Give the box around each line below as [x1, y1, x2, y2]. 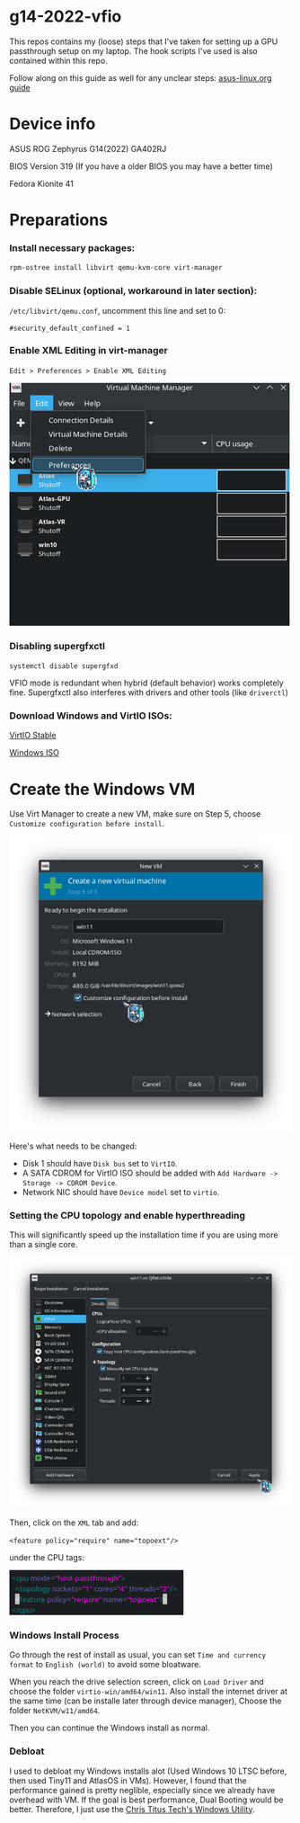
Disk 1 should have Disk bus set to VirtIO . [22, 1157, 178, 1168]
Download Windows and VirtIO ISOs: [9, 710, 172, 722]
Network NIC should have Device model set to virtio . [22, 1186, 220, 1197]
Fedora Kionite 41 [9, 178, 74, 189]
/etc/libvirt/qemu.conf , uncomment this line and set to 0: [9, 305, 226, 316]
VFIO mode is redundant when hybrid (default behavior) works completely [9, 677, 285, 689]
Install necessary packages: [9, 241, 136, 254]
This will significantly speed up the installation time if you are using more [9, 1229, 278, 1240]
